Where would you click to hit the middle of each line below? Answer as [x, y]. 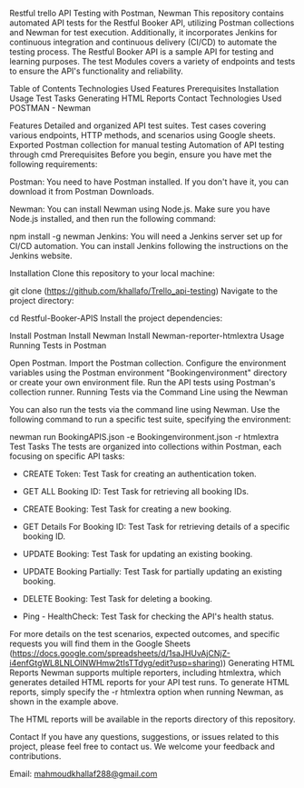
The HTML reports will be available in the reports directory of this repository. [152, 719]
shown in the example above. [64, 702]
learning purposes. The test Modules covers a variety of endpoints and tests [152, 61]
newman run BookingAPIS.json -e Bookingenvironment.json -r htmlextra [144, 437]
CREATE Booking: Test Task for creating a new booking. [127, 509]
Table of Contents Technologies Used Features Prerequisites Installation [144, 89]
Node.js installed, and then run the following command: [113, 219]
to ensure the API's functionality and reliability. [96, 71]
